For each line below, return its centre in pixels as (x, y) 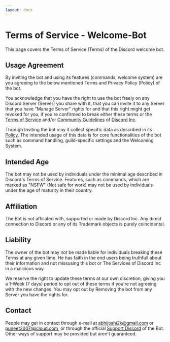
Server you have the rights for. (37, 294)
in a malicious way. (25, 268)
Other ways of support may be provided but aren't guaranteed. (71, 333)
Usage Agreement (35, 65)
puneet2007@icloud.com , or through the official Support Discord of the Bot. (85, 328)
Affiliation (21, 206)
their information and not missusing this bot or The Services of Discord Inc (83, 263)
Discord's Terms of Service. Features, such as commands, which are (77, 180)
